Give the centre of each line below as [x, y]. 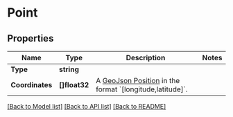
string [69, 69]
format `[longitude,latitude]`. [142, 89]
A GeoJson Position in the [138, 81]
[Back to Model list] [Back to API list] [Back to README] [87, 106]
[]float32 [74, 85]
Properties [31, 38]
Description [146, 58]
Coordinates [32, 85]
